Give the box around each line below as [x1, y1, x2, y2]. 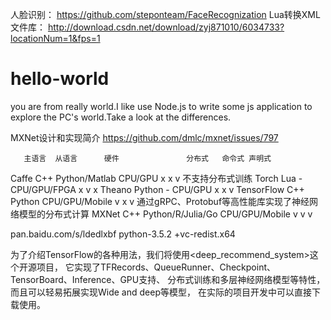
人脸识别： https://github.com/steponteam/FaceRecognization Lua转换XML [10, 9, 321, 20]
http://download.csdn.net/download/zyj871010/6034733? [47, 21, 285, 33]
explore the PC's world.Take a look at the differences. [10, 111, 232, 123]
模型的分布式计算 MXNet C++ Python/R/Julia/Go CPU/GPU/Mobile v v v [18, 208, 313, 220]
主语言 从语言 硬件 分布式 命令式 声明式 [23, 153, 272, 163]
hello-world [10, 68, 110, 90]
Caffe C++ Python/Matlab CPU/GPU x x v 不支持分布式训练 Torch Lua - [10, 172, 303, 184]
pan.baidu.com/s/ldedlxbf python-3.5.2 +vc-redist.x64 [10, 228, 236, 240]
